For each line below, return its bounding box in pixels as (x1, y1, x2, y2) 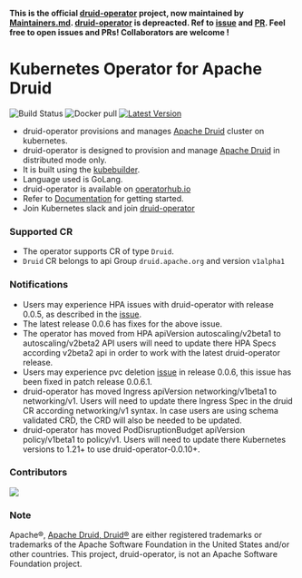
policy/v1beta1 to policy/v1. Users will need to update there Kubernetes (22, 434, 287, 445)
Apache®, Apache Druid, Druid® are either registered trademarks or (9, 530, 263, 541)
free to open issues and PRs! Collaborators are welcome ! (9, 27, 229, 37)
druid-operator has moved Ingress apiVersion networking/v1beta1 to (22, 386, 277, 397)
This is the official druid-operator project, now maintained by (9, 8, 245, 18)
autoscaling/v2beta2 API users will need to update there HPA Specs (22, 338, 277, 348)
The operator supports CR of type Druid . (22, 246, 174, 257)
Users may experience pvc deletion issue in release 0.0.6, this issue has (22, 367, 292, 377)
